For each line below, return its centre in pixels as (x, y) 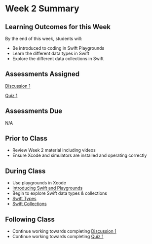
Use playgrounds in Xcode (39, 183)
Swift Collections (29, 204)
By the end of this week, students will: (44, 38)
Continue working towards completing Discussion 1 (64, 231)
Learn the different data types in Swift (51, 53)
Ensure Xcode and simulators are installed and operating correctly (79, 155)
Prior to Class (26, 139)
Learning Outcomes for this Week (58, 27)
